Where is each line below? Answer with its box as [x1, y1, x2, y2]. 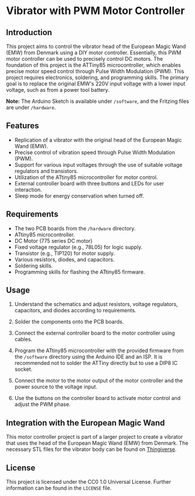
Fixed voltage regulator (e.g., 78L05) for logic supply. [14, 243, 143, 250]
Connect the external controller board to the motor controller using [14, 329, 175, 337]
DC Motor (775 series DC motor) [14, 237, 93, 244]
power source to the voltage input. [14, 383, 97, 390]
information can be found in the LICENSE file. [6, 484, 112, 492]
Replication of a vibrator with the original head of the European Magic [14, 136, 182, 143]
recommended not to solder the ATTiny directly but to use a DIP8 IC [14, 360, 178, 367]
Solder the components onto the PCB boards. [14, 318, 124, 325]
